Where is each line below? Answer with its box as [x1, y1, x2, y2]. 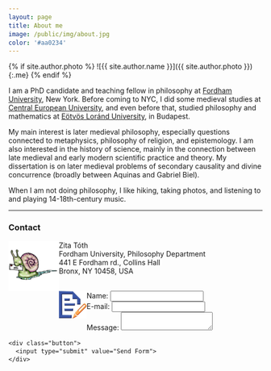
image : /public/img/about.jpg [8, 30, 110, 38]
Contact [8, 222, 41, 233]
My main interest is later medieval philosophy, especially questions [8, 127, 230, 137]
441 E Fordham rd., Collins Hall [59, 257, 161, 267]
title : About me [8, 21, 63, 30]
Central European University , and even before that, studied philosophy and [8, 103, 256, 113]
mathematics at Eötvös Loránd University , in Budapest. [8, 111, 191, 121]
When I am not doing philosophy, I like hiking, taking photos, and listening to [8, 185, 261, 195]
